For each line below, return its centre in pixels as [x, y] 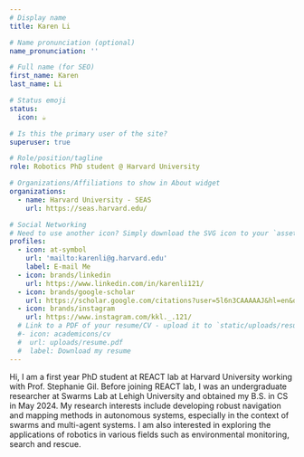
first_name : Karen [44, 76]
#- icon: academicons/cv [64, 334]
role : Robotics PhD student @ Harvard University [105, 167]
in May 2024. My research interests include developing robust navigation [146, 405]
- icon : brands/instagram [66, 309]
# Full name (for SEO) [52, 67]
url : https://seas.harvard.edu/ [86, 208]
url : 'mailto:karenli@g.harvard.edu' [97, 259]
